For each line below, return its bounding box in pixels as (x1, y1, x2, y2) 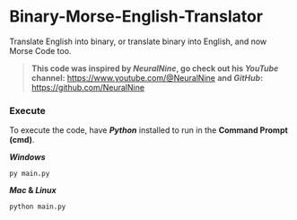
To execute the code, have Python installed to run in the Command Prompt (9, 125, 289, 136)
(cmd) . (9, 135, 35, 145)
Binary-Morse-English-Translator (9, 6, 263, 27)
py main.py (9, 169, 50, 179)
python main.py (9, 202, 66, 212)
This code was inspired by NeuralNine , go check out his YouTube (31, 63, 279, 74)
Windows (9, 152, 47, 163)
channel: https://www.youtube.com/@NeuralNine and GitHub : (31, 72, 264, 83)
